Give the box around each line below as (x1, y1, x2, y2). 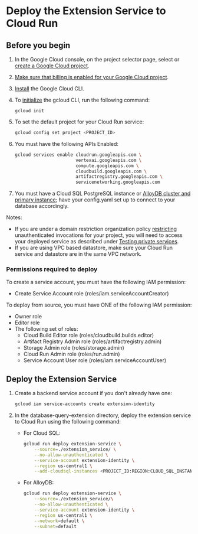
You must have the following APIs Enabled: (14, 140, 119, 147)
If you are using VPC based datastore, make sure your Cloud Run (14, 244, 173, 252)
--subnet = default (34, 523, 77, 529)
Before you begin (6, 40, 71, 50)
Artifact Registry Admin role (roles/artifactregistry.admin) (23, 338, 162, 345)
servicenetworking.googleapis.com (75, 179, 160, 185)
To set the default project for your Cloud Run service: (14, 118, 144, 125)
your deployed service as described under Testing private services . (14, 238, 179, 245)
